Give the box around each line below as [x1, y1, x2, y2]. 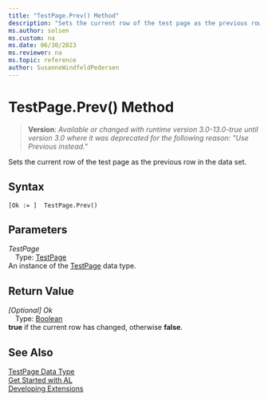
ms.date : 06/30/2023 [8, 42, 77, 50]
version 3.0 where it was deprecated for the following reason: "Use [27, 133, 249, 142]
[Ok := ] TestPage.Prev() [8, 201, 98, 209]
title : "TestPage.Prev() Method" [8, 11, 120, 20]
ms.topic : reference [8, 57, 77, 65]
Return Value [8, 284, 74, 298]
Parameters [8, 223, 68, 236]
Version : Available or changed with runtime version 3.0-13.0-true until [27, 125, 258, 134]
